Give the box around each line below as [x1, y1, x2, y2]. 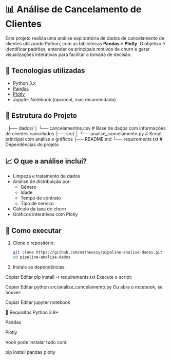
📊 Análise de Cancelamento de [5, 4, 142, 15]
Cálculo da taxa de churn [12, 206, 66, 212]
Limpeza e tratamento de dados [12, 173, 81, 179]
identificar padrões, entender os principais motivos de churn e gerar [5, 46, 150, 52]
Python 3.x [12, 80, 36, 86]
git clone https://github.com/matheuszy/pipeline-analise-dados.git [12, 250, 163, 255]
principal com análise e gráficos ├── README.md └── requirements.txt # [5, 136, 163, 142]
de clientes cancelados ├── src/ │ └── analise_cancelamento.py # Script [5, 130, 162, 136]
